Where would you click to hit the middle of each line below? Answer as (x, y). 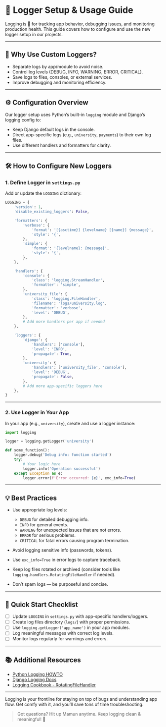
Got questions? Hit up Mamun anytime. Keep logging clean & (79, 714)
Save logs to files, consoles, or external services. (62, 77)
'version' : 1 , (28, 207)
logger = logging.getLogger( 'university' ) (49, 441)
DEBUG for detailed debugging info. (54, 519)
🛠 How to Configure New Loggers (59, 166)
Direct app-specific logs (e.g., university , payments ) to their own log (82, 135)
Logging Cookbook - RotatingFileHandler (54, 685)
